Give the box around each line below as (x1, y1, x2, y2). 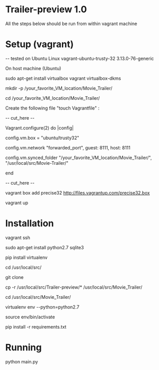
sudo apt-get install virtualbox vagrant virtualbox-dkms (5, 75, 121, 81)
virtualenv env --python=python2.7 (5, 303, 80, 310)
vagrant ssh (5, 234, 31, 241)
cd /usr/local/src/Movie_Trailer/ (5, 294, 71, 300)
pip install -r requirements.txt (5, 323, 66, 330)
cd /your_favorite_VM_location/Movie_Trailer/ (5, 95, 100, 101)
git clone (5, 274, 24, 280)
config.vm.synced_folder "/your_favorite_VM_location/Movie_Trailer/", (5, 155, 152, 161)
